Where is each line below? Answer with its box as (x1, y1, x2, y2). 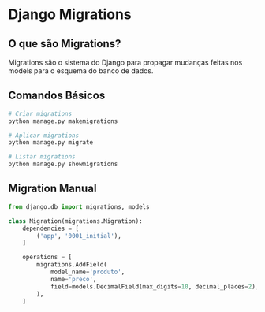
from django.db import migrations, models (8, 202, 150, 210)
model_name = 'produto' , (50, 268, 125, 276)
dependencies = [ (22, 225, 80, 232)
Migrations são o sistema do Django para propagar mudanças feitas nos (8, 58, 243, 67)
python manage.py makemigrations (8, 117, 118, 125)
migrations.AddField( (36, 261, 108, 269)
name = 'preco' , (50, 275, 97, 283)
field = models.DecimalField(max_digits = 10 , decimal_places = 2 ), (50, 282, 259, 291)
